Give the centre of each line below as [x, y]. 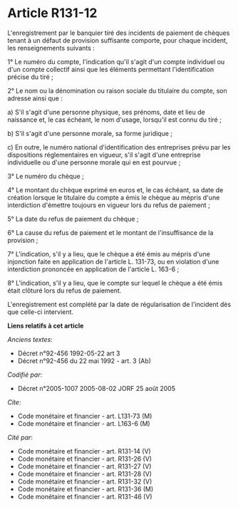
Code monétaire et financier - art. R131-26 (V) [84, 459]
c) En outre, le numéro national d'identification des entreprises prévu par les [119, 147]
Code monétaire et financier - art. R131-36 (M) [86, 488]
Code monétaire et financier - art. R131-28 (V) [84, 474]
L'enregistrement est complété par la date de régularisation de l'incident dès [119, 304]
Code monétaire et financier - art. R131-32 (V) [85, 481]
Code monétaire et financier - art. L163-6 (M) [84, 423]
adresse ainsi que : [35, 98]
